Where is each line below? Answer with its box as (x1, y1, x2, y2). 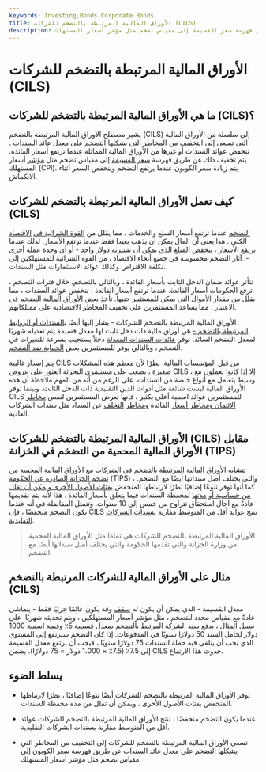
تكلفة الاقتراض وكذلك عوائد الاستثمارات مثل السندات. (9, 262, 167, 272)
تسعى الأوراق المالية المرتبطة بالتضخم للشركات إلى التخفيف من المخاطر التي (20, 737, 248, 747)
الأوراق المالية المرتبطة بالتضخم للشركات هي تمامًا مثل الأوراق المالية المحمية (28, 531, 256, 540)
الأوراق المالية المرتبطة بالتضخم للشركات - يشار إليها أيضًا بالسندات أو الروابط (9, 318, 237, 327)
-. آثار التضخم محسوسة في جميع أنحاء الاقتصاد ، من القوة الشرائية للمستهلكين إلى (9, 253, 249, 263)
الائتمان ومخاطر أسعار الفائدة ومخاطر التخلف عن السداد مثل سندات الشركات (9, 401, 236, 410)
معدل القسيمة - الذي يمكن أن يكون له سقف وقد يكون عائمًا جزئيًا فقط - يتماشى (9, 603, 244, 614)
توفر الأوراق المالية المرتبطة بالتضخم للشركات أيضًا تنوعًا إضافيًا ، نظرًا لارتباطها (20, 690, 251, 699)
